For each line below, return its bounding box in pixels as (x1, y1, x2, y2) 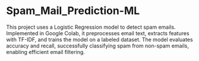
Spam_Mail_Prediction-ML (6, 4, 140, 18)
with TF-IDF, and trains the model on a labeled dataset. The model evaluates (6, 36, 193, 43)
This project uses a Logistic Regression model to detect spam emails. (6, 23, 176, 30)
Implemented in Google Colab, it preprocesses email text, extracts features (6, 29, 189, 36)
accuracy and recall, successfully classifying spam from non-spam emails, (6, 42, 189, 49)
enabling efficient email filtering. (6, 48, 85, 55)
